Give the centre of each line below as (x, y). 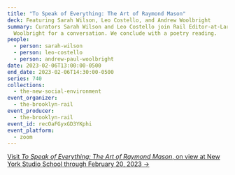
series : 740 (24, 78)
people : (19, 40)
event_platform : (31, 130)
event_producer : (31, 111)
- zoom (23, 137)
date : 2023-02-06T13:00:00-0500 (54, 66)
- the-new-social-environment (57, 91)
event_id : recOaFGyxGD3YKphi (50, 124)
